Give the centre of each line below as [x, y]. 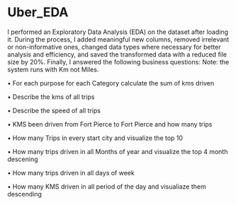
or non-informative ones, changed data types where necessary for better [114, 47]
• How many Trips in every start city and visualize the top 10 [95, 138]
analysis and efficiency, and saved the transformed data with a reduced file [117, 54]
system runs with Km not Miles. [53, 69]
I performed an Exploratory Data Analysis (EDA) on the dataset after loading [118, 32]
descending [25, 194]
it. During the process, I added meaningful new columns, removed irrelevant [118, 39]
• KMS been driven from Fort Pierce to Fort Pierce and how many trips [110, 124]
